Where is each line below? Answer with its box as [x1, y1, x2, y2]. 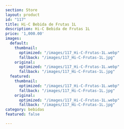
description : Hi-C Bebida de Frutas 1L [5, 27, 90, 32]
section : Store [5, 7, 38, 13]
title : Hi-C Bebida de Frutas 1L [5, 21, 77, 27]
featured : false [5, 112, 40, 117]
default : [10, 41, 29, 46]
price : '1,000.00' [5, 31, 44, 36]
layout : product [5, 12, 40, 17]
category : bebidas [5, 107, 44, 112]
